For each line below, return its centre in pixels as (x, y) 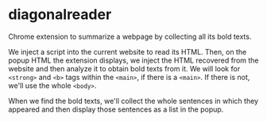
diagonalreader (60, 15)
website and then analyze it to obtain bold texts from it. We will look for (124, 68)
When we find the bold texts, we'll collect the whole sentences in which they (133, 101)
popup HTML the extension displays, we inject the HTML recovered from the (134, 60)
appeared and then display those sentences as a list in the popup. (116, 109)
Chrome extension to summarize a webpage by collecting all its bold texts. (130, 36)
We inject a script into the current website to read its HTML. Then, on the (128, 51)
